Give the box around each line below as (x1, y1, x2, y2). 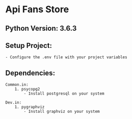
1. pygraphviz (14, 105, 45, 110)
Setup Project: (5, 41, 52, 50)
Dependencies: (5, 68, 55, 77)
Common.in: (5, 82, 29, 87)
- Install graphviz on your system (24, 109, 100, 114)
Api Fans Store (5, 4, 69, 15)
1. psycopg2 (14, 87, 40, 92)
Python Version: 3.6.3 (5, 24, 77, 33)
